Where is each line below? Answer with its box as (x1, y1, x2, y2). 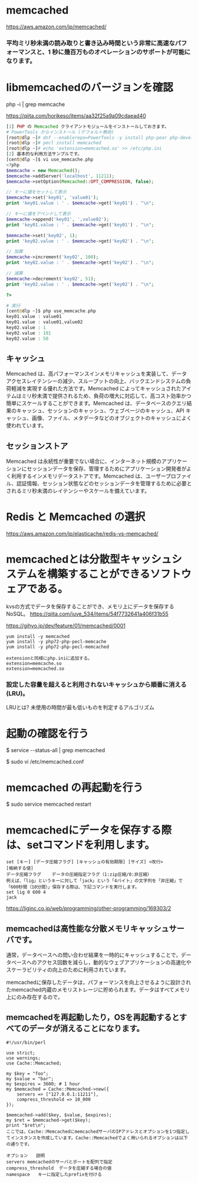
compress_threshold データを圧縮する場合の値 (6, 1165, 112, 1171)
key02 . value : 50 (6, 335, 49, 342)
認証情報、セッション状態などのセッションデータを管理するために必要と (16, 480, 192, 487)
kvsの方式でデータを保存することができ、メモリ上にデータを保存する (6, 603, 174, 610)
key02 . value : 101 (6, 330, 51, 336)
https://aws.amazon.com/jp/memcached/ (6, 23, 107, 30)
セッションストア (6, 441, 68, 451)
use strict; (6, 1050, 35, 1056)
